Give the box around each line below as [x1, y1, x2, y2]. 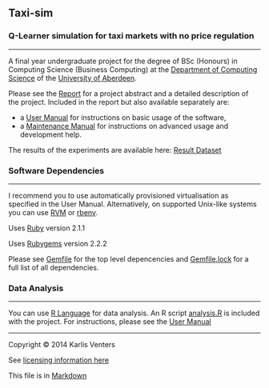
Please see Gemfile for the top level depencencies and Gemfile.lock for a [8, 254, 250, 263]
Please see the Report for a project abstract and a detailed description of [8, 88, 249, 98]
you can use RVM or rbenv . [8, 207, 98, 217]
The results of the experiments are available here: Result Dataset [8, 145, 222, 154]
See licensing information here [8, 355, 110, 365]
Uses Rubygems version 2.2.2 [8, 238, 107, 248]
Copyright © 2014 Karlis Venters [8, 340, 116, 350]
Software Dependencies [8, 165, 105, 176]
